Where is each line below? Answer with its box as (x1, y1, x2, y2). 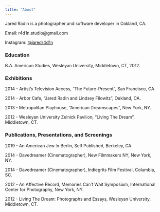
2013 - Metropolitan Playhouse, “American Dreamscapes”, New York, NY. (5, 105, 152, 111)
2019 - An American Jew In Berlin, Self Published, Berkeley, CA (5, 142, 132, 149)
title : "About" (5, 7, 36, 12)
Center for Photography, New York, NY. (5, 186, 84, 193)
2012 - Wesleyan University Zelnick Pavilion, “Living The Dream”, (5, 114, 135, 120)
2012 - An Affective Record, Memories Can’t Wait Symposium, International (5, 181, 156, 187)
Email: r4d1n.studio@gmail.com (5, 30, 68, 36)
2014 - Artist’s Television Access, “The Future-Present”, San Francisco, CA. (5, 86, 156, 92)
